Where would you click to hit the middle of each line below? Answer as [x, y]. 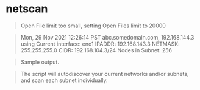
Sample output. [40, 62]
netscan [27, 9]
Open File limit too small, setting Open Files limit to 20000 [93, 26]
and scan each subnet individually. [64, 80]
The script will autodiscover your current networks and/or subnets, [105, 74]
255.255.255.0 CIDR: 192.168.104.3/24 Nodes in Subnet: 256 [96, 50]
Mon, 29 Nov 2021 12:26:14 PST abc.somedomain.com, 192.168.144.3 [107, 37]
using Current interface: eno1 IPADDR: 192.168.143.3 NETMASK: [100, 44]
